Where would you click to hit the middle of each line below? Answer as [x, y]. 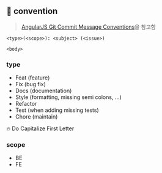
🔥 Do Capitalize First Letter [40, 128]
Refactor [26, 104]
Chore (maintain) [36, 117]
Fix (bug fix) [30, 84]
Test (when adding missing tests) [57, 110]
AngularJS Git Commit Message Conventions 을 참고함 [88, 27]
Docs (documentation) [43, 91]
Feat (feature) [32, 78]
